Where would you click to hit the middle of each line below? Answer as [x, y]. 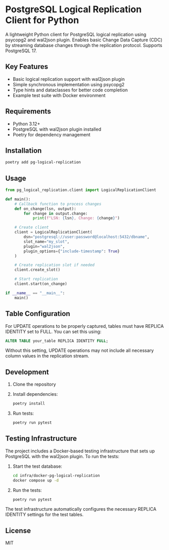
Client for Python [42, 20]
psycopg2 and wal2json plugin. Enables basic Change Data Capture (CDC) [84, 40]
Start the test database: [37, 466]
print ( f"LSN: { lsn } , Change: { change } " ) [76, 218]
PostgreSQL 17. [21, 51]
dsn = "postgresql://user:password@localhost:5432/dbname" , [87, 237]
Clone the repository [34, 385]
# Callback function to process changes [58, 204]
